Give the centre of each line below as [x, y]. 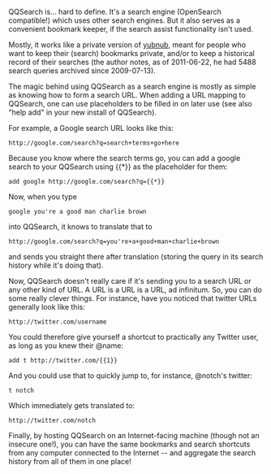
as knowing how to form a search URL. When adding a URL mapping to [127, 95]
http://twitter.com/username [58, 322]
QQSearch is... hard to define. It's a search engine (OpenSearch [115, 12]
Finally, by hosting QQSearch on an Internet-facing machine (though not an [134, 435]
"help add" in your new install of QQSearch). [82, 112]
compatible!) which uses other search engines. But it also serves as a [125, 20]
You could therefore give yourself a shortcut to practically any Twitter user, [133, 337]
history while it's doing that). [56, 265]
